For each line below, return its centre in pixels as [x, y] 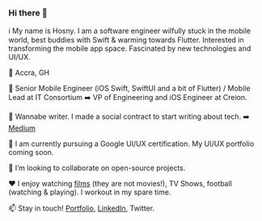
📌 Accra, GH [29, 73]
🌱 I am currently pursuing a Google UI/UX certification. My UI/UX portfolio [131, 144]
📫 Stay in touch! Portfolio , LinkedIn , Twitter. [82, 208]
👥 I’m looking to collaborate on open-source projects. [97, 168]
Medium [22, 128]
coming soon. [31, 152]
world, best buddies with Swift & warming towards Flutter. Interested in [126, 40]
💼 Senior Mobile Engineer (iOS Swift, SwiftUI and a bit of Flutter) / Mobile [129, 89]
